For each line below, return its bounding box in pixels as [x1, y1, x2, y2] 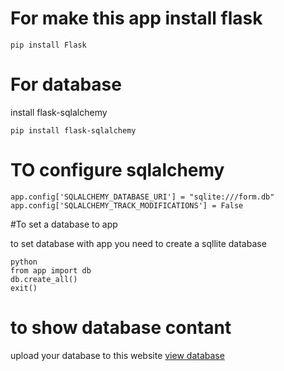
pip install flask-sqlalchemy [10, 125, 137, 136]
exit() [10, 283, 38, 293]
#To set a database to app [10, 218, 118, 230]
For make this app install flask [10, 7, 263, 30]
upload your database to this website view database [10, 349, 225, 361]
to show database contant [10, 317, 232, 339]
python [10, 257, 38, 267]
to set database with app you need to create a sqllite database [10, 237, 267, 249]
